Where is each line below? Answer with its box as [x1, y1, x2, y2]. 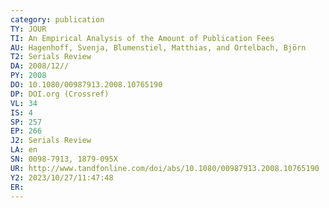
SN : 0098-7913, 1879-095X [10, 154, 118, 164]
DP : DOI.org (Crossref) [10, 89, 110, 99]
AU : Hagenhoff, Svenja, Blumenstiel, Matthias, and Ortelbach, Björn [10, 42, 307, 53]
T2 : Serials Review [10, 52, 92, 62]
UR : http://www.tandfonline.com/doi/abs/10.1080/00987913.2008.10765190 [10, 163, 320, 173]
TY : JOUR [10, 24, 47, 34]
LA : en [10, 145, 38, 155]
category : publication [10, 14, 105, 25]
